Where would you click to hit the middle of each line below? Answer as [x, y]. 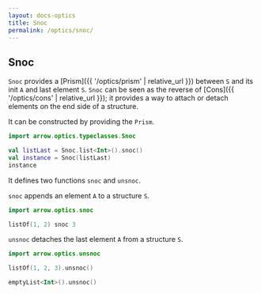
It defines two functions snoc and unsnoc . [74, 180]
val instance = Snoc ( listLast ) [60, 158]
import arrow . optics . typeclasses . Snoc [72, 136]
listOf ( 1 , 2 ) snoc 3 [42, 224]
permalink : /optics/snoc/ [51, 30]
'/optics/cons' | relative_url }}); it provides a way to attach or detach [118, 98]
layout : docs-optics [42, 15]
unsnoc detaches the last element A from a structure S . [96, 239]
